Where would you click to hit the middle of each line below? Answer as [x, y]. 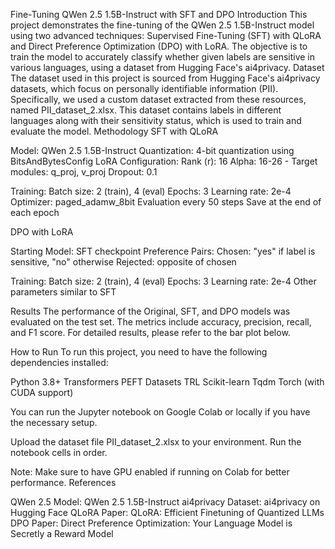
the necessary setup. [54, 422]
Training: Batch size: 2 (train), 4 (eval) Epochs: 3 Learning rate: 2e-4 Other [163, 281]
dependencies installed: [59, 362]
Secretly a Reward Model [62, 533]
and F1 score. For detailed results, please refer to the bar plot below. [150, 332]
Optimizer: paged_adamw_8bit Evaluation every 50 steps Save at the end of [166, 202]
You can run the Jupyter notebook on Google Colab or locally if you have [160, 412]
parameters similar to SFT [63, 292]
